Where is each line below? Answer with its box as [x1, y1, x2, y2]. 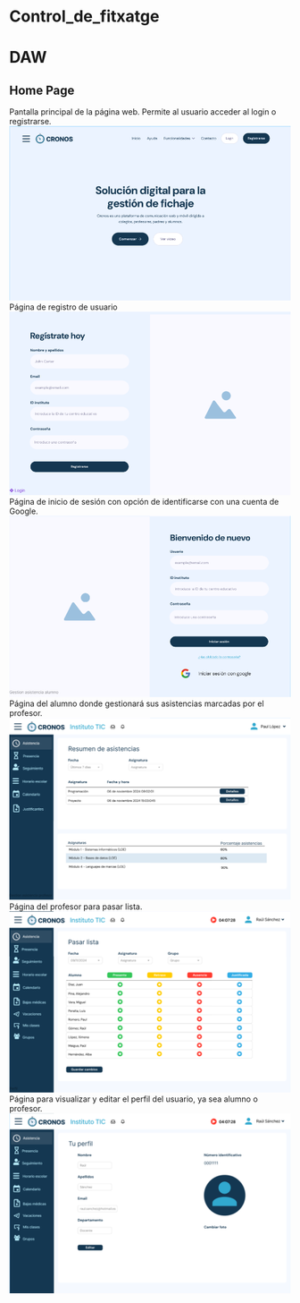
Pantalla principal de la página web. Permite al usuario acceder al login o [9, 106, 277, 117]
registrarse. [9, 116, 52, 127]
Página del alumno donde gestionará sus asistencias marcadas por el [9, 698, 265, 709]
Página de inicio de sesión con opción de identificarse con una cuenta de [9, 496, 279, 507]
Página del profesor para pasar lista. [9, 901, 143, 912]
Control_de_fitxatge [9, 6, 160, 27]
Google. [9, 506, 38, 516]
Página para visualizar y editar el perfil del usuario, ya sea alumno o [9, 1094, 259, 1104]
